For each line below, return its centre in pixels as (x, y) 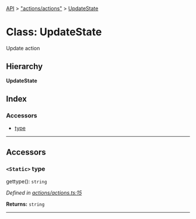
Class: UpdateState (54, 32)
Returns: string (25, 204)
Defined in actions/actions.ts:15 (44, 193)
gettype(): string (27, 182)
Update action (23, 48)
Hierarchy (24, 67)
